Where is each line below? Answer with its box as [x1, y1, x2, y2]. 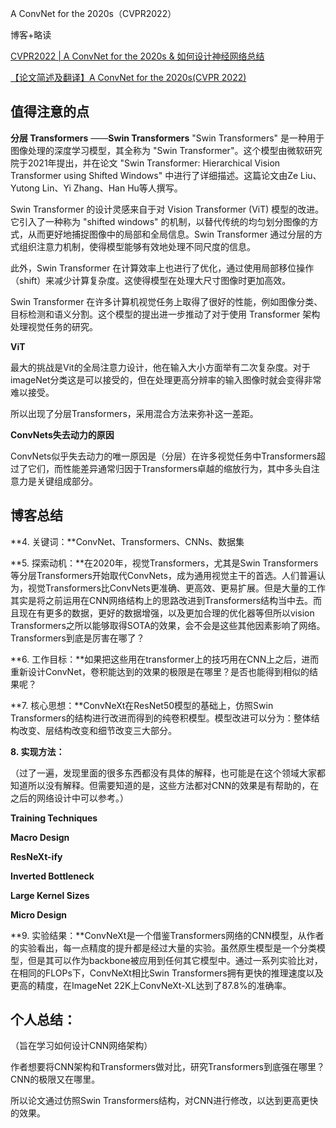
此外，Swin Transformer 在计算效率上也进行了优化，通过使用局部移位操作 [10, 262, 315, 274]
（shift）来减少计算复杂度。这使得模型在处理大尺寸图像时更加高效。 [10, 274, 292, 286]
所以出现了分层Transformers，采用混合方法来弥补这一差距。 [10, 407, 259, 419]
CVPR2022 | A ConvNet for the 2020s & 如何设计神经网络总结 [10, 50, 265, 62]
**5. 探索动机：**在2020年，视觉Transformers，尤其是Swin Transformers [10, 557, 319, 569]
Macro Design [10, 831, 70, 843]
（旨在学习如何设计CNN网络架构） [10, 1040, 153, 1052]
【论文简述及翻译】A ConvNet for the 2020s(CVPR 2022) [10, 72, 247, 83]
